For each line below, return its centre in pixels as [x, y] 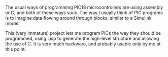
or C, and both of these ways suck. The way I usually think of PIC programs [84, 13]
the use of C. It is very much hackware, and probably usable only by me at [83, 44]
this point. [16, 49]
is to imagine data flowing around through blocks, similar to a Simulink [78, 18]
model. [12, 23]
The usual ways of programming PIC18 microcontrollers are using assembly [84, 7]
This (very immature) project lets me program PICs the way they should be [83, 33]
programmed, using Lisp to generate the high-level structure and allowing [82, 38]
